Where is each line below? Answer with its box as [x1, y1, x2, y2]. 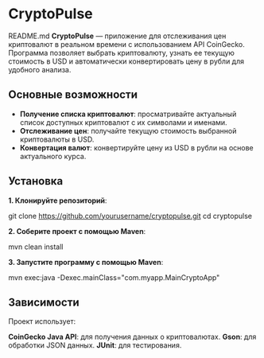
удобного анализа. [8, 64, 72, 74]
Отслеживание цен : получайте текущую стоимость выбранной [19, 126, 237, 135]
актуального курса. [19, 151, 87, 161]
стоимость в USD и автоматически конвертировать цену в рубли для [8, 56, 245, 66]
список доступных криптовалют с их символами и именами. [19, 117, 228, 127]
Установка [8, 174, 64, 188]
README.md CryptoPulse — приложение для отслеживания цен [8, 31, 227, 41]
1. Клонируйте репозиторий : [8, 196, 107, 205]
